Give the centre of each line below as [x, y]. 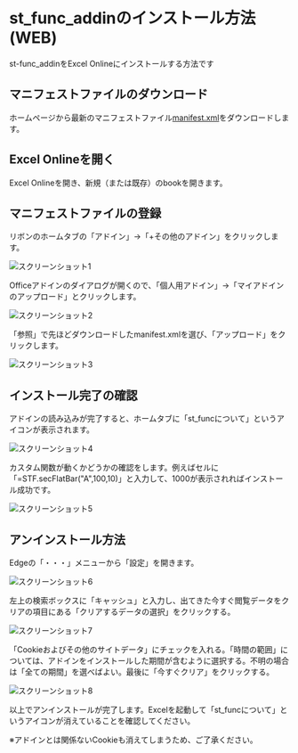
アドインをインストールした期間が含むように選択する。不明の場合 [169, 661]
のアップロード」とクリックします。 [75, 297]
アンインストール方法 [68, 540]
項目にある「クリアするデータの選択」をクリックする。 [134, 612]
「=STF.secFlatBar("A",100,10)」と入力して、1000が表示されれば [127, 479]
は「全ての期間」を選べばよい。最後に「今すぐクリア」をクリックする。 [141, 672]
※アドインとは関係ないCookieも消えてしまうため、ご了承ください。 [133, 740]
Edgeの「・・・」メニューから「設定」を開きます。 [104, 563]
